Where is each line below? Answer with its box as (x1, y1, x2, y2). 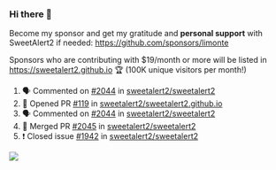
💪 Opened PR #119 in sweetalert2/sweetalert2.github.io (21, 98, 223, 109)
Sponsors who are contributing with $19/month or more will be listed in (9, 55, 267, 66)
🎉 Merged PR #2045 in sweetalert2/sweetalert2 (21, 121, 196, 132)
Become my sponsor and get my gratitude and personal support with (9, 28, 263, 39)
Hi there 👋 (9, 8, 53, 20)
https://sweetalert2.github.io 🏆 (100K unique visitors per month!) (9, 65, 248, 75)
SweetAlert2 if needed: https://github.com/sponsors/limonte (9, 37, 229, 48)
